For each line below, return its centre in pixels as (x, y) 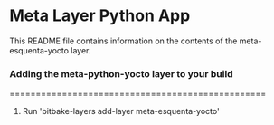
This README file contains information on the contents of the (123, 41)
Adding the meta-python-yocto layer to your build (121, 73)
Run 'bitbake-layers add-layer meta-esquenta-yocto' (121, 111)
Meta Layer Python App (100, 16)
